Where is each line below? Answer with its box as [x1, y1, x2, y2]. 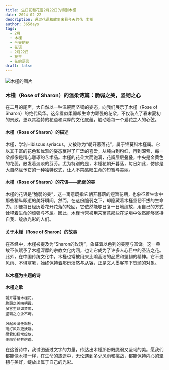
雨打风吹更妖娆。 [5, 327, 36, 332]
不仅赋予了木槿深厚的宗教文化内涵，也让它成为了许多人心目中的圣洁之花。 [9, 247, 164, 253]
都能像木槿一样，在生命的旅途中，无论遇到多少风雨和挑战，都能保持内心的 [5, 353, 159, 359]
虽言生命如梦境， [5, 306, 36, 311]
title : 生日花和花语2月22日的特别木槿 [5, 7, 77, 13]
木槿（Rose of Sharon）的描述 [5, 129, 69, 135]
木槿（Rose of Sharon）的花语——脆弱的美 [5, 179, 96, 185]
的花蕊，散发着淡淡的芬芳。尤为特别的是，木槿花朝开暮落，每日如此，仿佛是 [5, 160, 164, 166]
